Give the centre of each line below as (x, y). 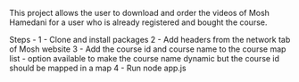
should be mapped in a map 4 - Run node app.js (98, 68)
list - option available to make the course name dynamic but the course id (144, 58)
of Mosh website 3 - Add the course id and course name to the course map (148, 49)
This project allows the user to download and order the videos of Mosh (140, 13)
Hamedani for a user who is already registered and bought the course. (138, 22)
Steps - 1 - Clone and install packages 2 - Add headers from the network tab (150, 40)
